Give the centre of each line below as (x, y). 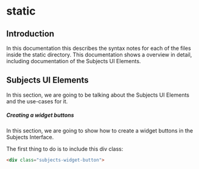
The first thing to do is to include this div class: (65, 149)
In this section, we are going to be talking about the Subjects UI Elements (98, 95)
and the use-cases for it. (37, 101)
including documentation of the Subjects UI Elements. (74, 61)
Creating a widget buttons (40, 115)
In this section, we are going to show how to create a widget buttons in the (100, 130)
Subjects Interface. (30, 137)
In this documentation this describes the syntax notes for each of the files (99, 48)
